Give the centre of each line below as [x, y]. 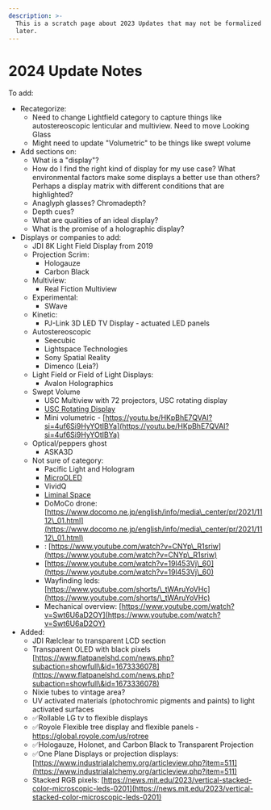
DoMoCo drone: [71, 504]
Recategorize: [43, 109]
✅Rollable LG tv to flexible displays [90, 718]
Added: [32, 632]
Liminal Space [67, 495]
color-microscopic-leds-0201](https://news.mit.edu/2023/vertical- [143, 789]
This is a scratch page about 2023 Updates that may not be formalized [139, 23]
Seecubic [60, 341]
